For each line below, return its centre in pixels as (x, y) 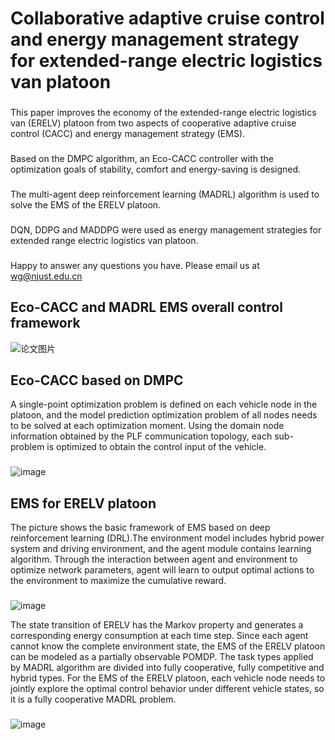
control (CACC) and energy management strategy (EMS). (128, 134)
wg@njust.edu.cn (46, 276)
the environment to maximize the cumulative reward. (118, 581)
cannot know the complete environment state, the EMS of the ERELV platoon (168, 646)
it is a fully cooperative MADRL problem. (93, 699)
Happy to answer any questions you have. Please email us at (135, 265)
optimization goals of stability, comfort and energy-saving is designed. (156, 169)
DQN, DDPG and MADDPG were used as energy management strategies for (166, 229)
